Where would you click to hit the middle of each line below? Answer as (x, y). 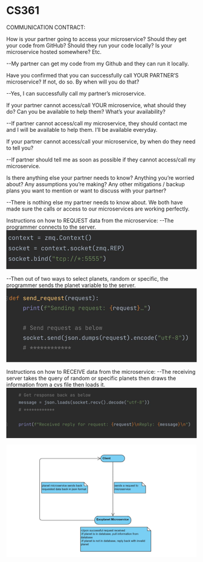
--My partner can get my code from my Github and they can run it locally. (98, 64)
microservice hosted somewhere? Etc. (54, 51)
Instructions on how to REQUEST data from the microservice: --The (90, 220)
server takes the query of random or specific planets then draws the (91, 378)
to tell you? (20, 148)
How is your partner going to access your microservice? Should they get (96, 39)
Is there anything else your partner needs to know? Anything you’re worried (100, 178)
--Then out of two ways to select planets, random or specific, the (87, 279)
